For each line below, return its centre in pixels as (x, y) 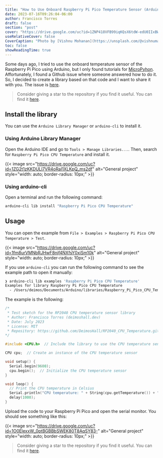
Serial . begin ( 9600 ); (30, 366)
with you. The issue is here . (33, 84)
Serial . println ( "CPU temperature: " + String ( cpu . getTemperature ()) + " (84, 393)
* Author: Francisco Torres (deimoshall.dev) (54, 317)
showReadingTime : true (28, 50)
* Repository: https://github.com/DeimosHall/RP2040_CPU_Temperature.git (83, 331)
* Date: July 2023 (26, 322)
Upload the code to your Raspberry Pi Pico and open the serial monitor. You (81, 411)
